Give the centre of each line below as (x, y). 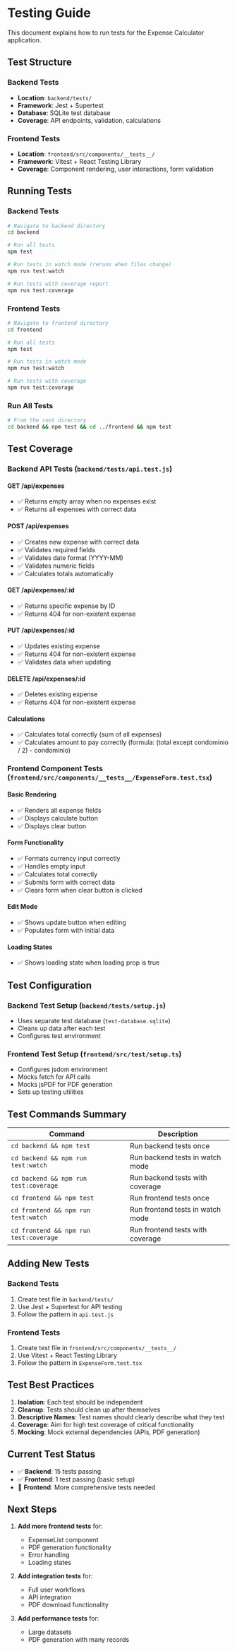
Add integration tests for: (55, 1576)
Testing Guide (49, 13)
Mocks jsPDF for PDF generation (65, 1085)
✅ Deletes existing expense (57, 694)
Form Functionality (36, 842)
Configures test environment (59, 1035)
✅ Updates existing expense (59, 646)
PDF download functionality (68, 1605)
